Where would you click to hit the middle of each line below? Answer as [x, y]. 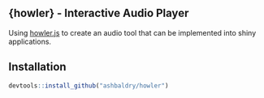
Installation [37, 67]
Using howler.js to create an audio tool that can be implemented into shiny [132, 32]
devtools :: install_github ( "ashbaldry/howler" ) [89, 85]
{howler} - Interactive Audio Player [99, 13]
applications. [30, 41]
